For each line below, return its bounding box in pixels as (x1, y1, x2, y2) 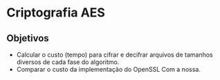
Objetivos (6, 32, 49, 44)
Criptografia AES (6, 5, 105, 21)
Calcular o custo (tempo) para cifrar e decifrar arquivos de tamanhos (16, 50, 214, 59)
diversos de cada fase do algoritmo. (16, 58, 120, 66)
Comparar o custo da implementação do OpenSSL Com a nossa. (16, 66, 201, 73)
